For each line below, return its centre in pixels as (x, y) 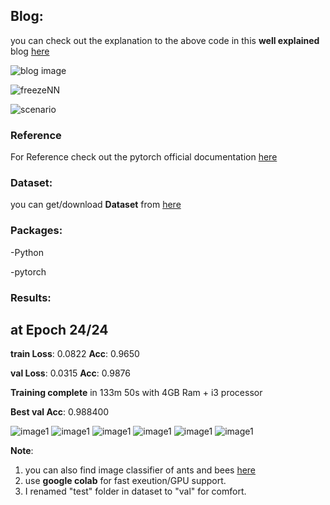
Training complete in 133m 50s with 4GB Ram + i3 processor (136, 393)
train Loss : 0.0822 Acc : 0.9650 (75, 354)
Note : (22, 451)
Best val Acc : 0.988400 (60, 412)
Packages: (36, 231)
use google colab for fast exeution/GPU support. (125, 481)
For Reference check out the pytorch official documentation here (144, 157)
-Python (27, 252)
